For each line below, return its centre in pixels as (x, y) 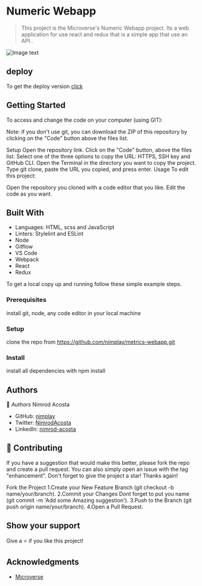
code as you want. (29, 194)
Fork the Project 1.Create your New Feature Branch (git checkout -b (90, 487)
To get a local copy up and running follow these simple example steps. (94, 284)
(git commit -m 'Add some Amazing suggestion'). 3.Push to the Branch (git (99, 500)
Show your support (43, 526)
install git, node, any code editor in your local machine (73, 313)
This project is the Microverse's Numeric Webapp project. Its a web (105, 28)
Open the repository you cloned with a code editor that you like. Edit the (96, 187)
